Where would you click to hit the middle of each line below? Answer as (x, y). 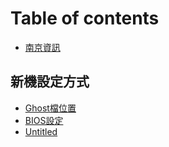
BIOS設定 (44, 120)
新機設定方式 (50, 82)
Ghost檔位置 (50, 108)
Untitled (41, 131)
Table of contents (85, 18)
